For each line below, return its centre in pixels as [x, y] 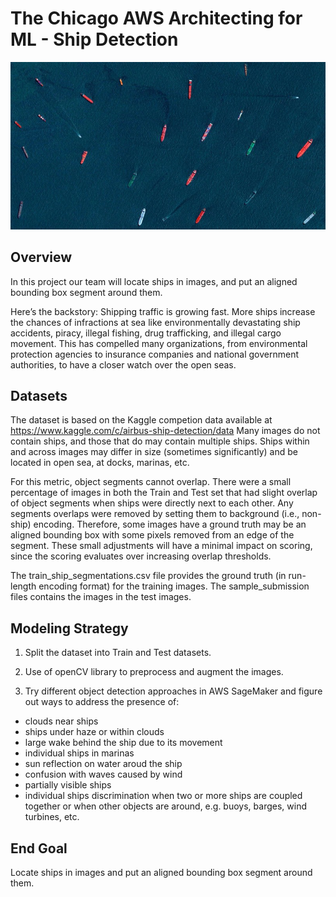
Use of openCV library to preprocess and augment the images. [154, 672]
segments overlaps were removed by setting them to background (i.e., [155, 514]
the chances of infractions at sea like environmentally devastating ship [155, 322]
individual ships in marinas [79, 753]
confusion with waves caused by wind [103, 774]
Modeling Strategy [69, 628]
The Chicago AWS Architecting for [156, 18]
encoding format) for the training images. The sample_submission [174, 586]
